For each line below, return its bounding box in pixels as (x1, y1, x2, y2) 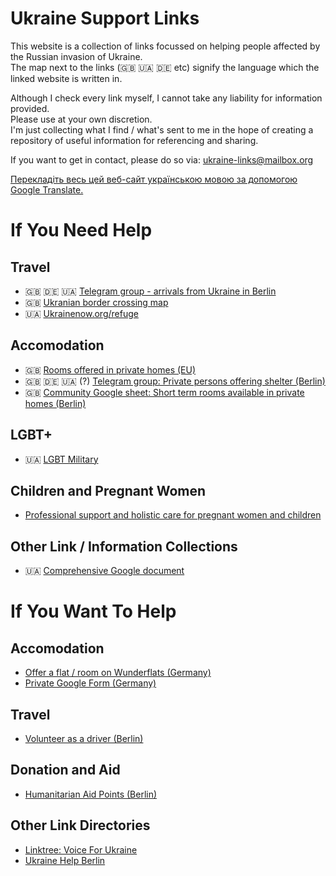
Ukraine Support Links (10, 7, 200, 30)
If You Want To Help (10, 600, 177, 623)
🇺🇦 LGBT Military (24, 453, 99, 465)
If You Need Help (10, 219, 153, 242)
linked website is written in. (10, 72, 123, 84)
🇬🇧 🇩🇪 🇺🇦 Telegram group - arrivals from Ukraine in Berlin (24, 285, 277, 297)
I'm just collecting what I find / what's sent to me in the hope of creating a (10, 123, 314, 136)
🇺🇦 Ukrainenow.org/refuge (24, 307, 139, 319)
